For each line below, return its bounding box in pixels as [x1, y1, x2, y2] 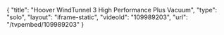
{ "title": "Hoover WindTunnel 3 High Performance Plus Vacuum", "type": [6, 6, 218, 14]
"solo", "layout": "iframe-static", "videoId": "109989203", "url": [6, 13, 188, 21]
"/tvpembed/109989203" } [6, 21, 85, 28]
